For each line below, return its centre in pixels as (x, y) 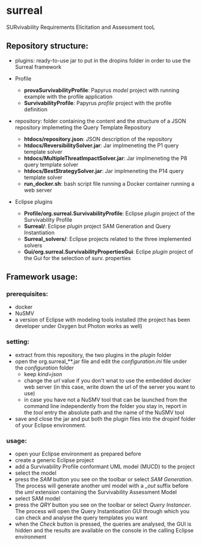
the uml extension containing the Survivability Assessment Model (96, 492)
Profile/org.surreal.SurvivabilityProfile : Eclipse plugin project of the (109, 213)
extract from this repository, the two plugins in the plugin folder (93, 355)
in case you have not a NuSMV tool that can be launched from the (106, 400)
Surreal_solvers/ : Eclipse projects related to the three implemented (107, 239)
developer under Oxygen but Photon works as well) (78, 326)
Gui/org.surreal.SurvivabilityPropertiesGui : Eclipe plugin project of (109, 251)
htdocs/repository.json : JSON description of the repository (98, 139)
